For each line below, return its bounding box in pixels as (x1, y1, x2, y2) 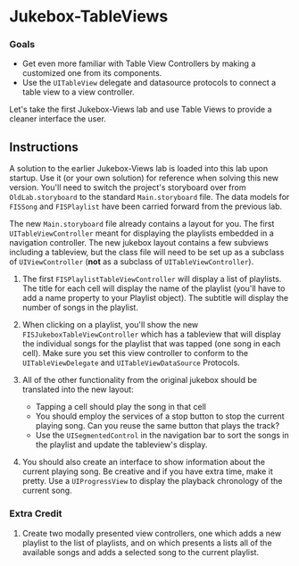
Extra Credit (9, 507, 62, 520)
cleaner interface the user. (9, 113, 107, 124)
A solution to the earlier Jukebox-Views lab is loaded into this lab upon (9, 163, 269, 174)
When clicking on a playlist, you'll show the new (21, 320, 199, 330)
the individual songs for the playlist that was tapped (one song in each (21, 338, 281, 349)
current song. (21, 485, 73, 496)
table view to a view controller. (21, 87, 136, 97)
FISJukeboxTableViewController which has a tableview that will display (21, 329, 281, 340)
